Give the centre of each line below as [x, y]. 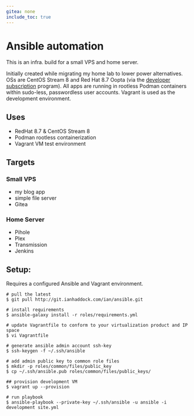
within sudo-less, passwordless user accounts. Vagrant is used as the [91, 92]
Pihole [22, 232]
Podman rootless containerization [55, 137]
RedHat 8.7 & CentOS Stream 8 [52, 131]
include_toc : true [29, 17]
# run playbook [25, 397]
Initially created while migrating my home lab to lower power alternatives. [95, 73]
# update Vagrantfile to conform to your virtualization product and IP [97, 326]
